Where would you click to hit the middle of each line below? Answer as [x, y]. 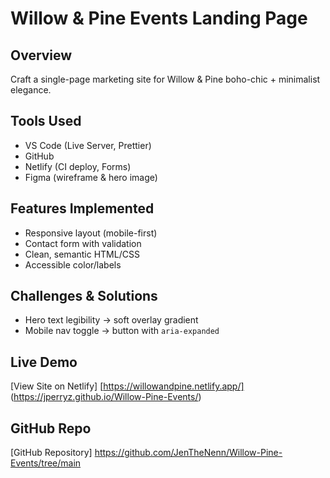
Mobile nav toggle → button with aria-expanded [122, 331]
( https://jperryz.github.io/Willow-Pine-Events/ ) [106, 397]
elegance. [31, 90]
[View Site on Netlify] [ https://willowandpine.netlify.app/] [127, 386]
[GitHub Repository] [51, 453]
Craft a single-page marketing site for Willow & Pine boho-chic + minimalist [165, 79]
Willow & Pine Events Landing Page [159, 18]
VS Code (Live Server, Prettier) [88, 145]
